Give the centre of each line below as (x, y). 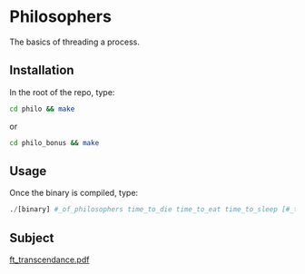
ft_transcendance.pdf (49, 259)
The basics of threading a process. (75, 42)
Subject (32, 238)
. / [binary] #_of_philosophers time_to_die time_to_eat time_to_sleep (144, 210)
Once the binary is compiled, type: (74, 193)
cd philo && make (42, 109)
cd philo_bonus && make (54, 142)
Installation (42, 70)
